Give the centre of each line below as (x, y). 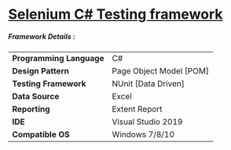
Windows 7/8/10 (143, 134)
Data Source (36, 97)
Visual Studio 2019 (147, 122)
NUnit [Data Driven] (148, 84)
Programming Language (58, 59)
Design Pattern (40, 71)
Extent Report (137, 109)
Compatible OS (41, 134)
